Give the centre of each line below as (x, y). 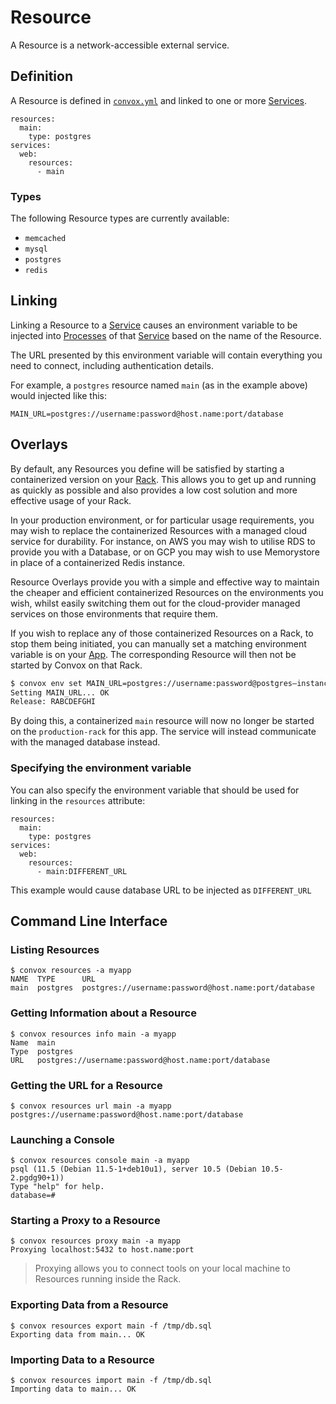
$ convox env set (46, 683)
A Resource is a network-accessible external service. (120, 45)
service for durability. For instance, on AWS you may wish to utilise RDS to (163, 541)
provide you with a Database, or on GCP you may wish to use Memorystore (165, 552)
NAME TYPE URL (53, 979)
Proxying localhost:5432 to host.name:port (102, 1250)
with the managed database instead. (85, 742)
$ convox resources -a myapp (71, 971)
